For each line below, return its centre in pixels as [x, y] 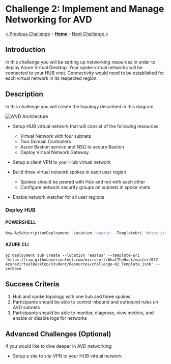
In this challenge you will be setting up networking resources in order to [80, 62]
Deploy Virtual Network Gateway [54, 152]
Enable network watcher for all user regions [58, 197]
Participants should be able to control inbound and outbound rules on [85, 302]
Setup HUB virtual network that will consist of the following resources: [86, 126]
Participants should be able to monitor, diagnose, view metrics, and [83, 313]
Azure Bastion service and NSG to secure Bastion [72, 147]
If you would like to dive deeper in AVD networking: [59, 346]
